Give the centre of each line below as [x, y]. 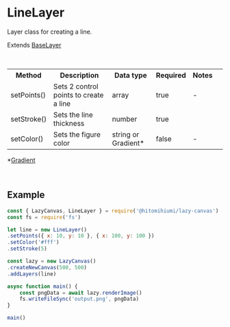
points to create [79, 95]
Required [171, 75]
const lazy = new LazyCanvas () [52, 261]
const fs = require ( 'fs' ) [44, 217]
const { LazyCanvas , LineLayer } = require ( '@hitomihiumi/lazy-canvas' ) [113, 211]
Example [26, 195]
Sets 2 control [76, 86]
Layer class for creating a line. [50, 32]
